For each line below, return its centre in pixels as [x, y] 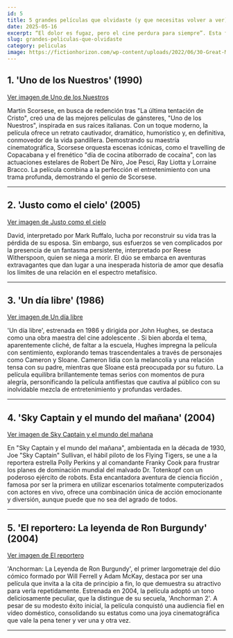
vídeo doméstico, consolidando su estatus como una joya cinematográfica [113, 613]
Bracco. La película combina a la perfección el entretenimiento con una [109, 169]
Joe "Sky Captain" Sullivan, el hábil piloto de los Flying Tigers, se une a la [112, 456]
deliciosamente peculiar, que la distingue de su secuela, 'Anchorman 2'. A [112, 598]
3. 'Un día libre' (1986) [56, 300]
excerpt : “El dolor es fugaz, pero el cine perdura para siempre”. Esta [114, 33]
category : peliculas [37, 46]
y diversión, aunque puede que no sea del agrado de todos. [93, 499]
